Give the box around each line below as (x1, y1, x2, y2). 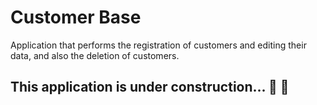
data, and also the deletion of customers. (10, 49, 180, 61)
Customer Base (10, 6, 142, 29)
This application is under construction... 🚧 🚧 (10, 79, 290, 96)
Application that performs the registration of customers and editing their (10, 39, 307, 51)
